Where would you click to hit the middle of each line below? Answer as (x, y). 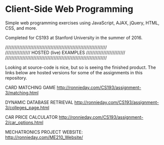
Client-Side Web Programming (69, 9)
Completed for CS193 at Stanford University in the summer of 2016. (74, 38)
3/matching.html (22, 93)
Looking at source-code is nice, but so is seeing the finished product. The (81, 67)
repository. (16, 78)
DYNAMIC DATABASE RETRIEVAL (39, 102)
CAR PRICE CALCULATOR (31, 117)
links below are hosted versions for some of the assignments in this (74, 72)
